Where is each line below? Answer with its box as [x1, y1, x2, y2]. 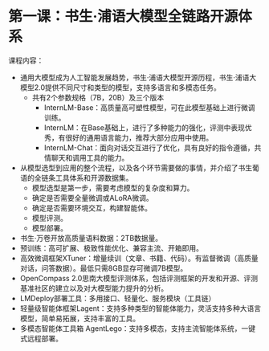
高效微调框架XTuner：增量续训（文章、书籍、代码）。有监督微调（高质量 [19, 253, 259, 263]
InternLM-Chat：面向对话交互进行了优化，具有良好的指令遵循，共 [43, 142, 262, 153]
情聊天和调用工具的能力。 [43, 153, 129, 162]
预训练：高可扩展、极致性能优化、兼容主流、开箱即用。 [19, 243, 203, 253]
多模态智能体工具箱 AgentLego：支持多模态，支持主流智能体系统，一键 [19, 323, 256, 333]
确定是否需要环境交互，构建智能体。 [31, 202, 153, 213]
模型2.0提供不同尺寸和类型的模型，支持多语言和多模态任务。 [19, 82, 221, 92]
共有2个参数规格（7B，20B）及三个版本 [31, 92, 165, 102]
